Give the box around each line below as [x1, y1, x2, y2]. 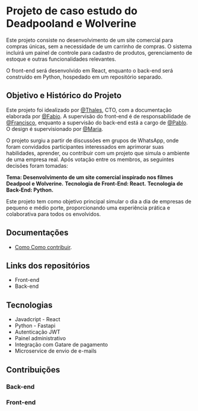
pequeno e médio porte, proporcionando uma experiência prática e [6, 204, 171, 211]
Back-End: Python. [6, 186, 54, 193]
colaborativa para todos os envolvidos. [6, 210, 101, 218]
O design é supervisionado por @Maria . [6, 125, 104, 132]
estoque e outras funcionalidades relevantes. [6, 55, 117, 62]
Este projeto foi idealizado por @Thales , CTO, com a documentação [6, 106, 172, 114]
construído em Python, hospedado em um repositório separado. [6, 73, 163, 80]
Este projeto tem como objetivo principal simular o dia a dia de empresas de [6, 197, 191, 205]
